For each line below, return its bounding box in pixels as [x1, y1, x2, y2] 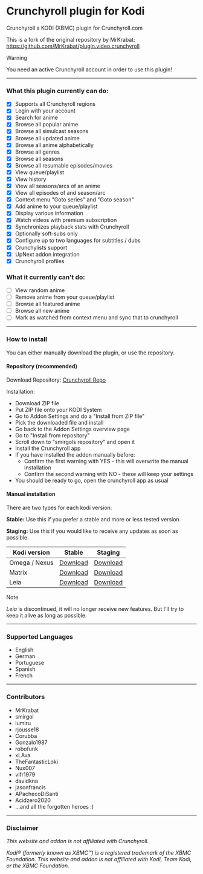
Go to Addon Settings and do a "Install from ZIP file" [14, 413, 145, 420]
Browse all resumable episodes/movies [14, 161, 113, 169]
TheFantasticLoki [14, 758, 59, 765]
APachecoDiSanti [14, 790, 59, 797]
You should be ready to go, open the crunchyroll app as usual [14, 477, 169, 484]
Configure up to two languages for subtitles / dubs [14, 237, 141, 244]
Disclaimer [6, 824, 39, 832]
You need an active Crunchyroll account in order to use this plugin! [6, 65, 172, 73]
